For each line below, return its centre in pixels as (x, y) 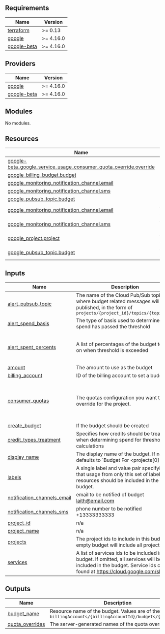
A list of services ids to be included (116, 553)
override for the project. (103, 404)
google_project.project (34, 238)
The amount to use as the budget (114, 368)
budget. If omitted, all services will (115, 559)
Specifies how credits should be (113, 434)
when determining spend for (109, 440)
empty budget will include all (109, 545)
